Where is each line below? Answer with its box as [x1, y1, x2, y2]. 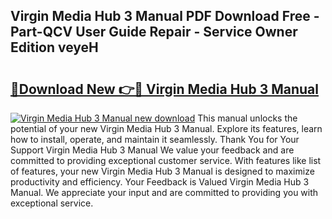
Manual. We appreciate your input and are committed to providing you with [10, 187, 319, 198]
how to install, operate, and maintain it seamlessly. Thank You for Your [10, 134, 300, 145]
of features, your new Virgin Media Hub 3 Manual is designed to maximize [10, 165, 315, 177]
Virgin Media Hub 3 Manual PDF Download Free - [10, 8, 320, 25]
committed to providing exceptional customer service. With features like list [10, 155, 322, 166]
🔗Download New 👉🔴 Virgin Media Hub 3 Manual [10, 80, 319, 98]
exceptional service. [10, 197, 94, 209]
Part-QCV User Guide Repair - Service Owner [10, 24, 298, 41]
